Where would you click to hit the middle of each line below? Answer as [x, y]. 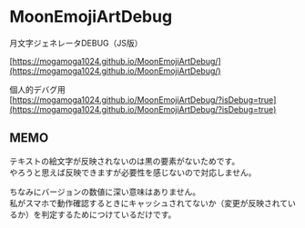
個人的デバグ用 [37, 89]
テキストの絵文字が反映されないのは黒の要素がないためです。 [125, 161]
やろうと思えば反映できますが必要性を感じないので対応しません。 [133, 172]
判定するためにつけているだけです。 [108, 214]
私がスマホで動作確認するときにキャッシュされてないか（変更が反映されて [149, 203]
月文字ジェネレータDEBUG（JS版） [76, 43]
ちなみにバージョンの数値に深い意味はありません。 [105, 192]
